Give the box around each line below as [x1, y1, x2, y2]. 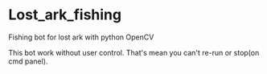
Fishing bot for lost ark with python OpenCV [8, 32, 154, 42]
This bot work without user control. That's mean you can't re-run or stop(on [8, 47, 260, 57]
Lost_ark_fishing [8, 6, 122, 24]
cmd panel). [8, 56, 48, 66]
